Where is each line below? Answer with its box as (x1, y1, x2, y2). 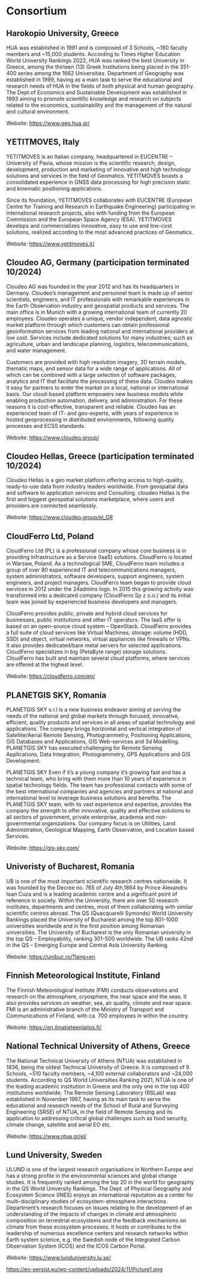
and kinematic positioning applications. (6, 185, 103, 192)
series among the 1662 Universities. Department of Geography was (17, 70, 184, 76)
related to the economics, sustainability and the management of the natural (6, 102, 192, 109)
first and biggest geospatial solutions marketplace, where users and (6, 496, 175, 503)
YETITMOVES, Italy (6, 137, 80, 147)
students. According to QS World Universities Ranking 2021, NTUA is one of (6, 1076, 194, 1083)
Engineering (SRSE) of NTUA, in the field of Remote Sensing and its (6, 1108, 173, 1116)
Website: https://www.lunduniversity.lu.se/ (6, 1254, 111, 1262)
